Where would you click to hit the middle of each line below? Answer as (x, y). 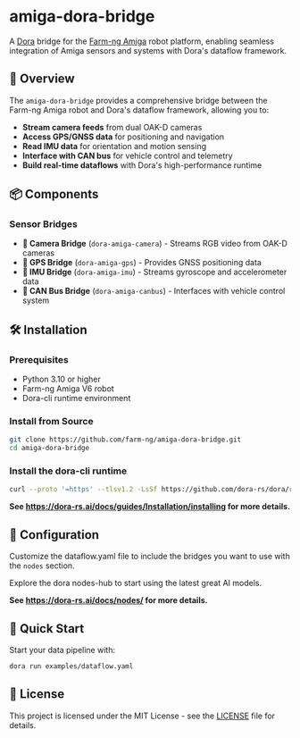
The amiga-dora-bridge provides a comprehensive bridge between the (138, 100)
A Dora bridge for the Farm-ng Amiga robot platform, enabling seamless (142, 41)
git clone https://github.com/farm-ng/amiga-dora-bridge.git (125, 440)
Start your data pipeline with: (62, 650)
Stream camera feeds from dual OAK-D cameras (112, 127)
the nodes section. (42, 566)
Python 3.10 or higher (61, 379)
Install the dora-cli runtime (68, 471)
